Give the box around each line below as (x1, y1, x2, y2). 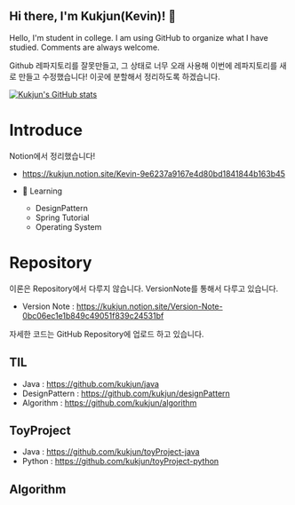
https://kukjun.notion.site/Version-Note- (76, 301, 224, 312)
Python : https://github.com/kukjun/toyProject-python (21, 456, 219, 467)
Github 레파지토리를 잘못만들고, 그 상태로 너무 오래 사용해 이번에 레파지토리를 (9, 59, 278, 71)
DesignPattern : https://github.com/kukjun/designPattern (21, 388, 231, 398)
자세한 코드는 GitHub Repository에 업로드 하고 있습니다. (9, 328, 204, 339)
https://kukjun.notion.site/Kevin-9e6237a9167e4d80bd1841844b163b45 (21, 168, 286, 178)
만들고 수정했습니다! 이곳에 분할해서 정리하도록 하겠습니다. (18, 71, 220, 82)
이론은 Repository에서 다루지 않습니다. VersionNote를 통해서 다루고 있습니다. (9, 283, 279, 294)
